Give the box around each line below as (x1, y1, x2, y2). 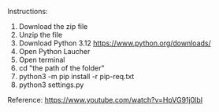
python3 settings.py (18, 80, 84, 89)
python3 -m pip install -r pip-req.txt (18, 72, 135, 81)
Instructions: (7, 7, 48, 16)
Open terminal (18, 55, 65, 64)
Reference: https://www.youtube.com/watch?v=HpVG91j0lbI (7, 96, 202, 104)
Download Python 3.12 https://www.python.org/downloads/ (18, 38, 211, 48)
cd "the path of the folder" (18, 63, 105, 73)
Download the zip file (18, 22, 88, 31)
